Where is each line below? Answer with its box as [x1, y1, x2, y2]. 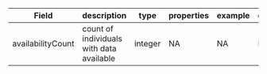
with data [82, 43, 117, 54]
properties [168, 10, 209, 20]
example [216, 10, 250, 20]
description [82, 10, 127, 20]
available [82, 53, 116, 64]
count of [82, 24, 114, 34]
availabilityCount [12, 39, 75, 49]
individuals [82, 33, 123, 44]
